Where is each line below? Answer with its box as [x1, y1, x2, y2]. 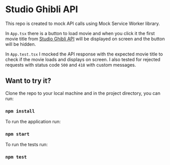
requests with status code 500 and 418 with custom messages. [5, 62, 136, 68]
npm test [5, 154, 27, 160]
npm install [5, 108, 35, 114]
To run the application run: [5, 119, 61, 125]
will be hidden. [5, 41, 36, 47]
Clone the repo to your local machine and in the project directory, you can [5, 90, 161, 96]
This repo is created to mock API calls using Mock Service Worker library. [5, 20, 160, 26]
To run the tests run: [5, 142, 48, 148]
